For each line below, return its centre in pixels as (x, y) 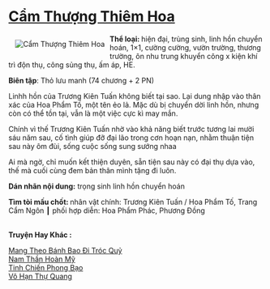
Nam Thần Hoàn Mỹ (42, 259)
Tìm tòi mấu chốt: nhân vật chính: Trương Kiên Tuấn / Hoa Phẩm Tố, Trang (133, 202)
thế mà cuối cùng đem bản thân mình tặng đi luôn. (92, 170)
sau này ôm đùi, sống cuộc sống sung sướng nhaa (92, 146)
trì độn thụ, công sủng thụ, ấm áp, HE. (72, 65)
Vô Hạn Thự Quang (41, 276)
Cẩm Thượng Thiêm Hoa (92, 17)
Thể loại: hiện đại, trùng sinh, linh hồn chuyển (186, 39)
